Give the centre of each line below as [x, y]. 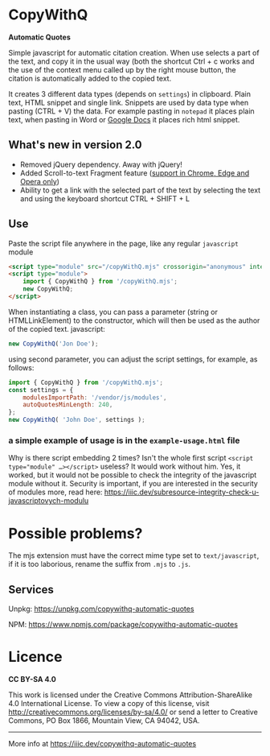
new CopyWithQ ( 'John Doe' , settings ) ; [77, 420]
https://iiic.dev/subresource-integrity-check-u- [182, 492]
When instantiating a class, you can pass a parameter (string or [113, 312]
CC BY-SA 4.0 [32, 680]
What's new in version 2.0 [75, 145]
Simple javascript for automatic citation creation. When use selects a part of [134, 52]
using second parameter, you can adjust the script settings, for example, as [133, 359]
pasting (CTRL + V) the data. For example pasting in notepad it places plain [131, 111]
